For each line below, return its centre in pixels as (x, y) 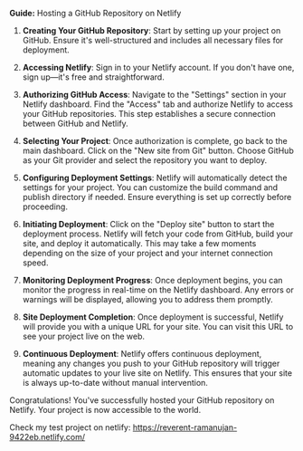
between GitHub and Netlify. (75, 123)
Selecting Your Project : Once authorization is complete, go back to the (155, 141)
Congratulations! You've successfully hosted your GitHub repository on (142, 400)
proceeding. (45, 206)
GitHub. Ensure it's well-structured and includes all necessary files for (153, 40)
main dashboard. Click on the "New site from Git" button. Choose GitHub (158, 150)
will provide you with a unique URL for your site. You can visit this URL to (158, 326)
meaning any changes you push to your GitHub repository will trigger (151, 363)
